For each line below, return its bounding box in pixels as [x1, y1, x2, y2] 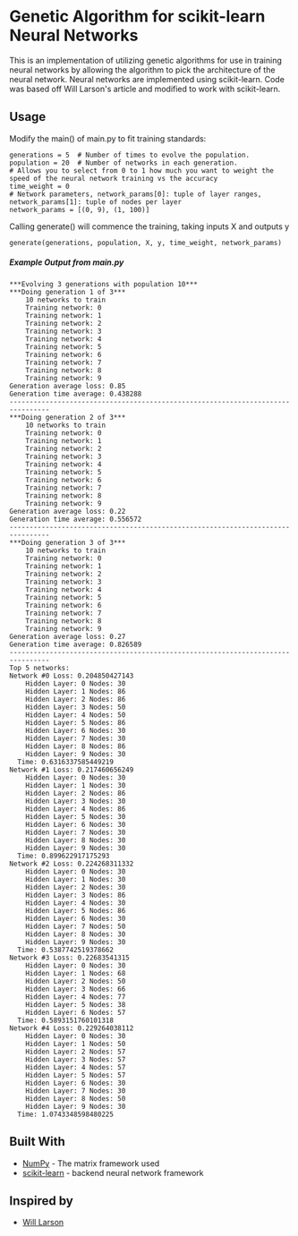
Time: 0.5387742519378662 [17, 945, 115, 954]
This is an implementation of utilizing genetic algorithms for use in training [9, 55, 282, 65]
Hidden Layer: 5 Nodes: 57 [25, 1070, 126, 1079]
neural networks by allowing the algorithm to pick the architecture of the [9, 64, 276, 75]
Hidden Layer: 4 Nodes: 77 [25, 992, 126, 1002]
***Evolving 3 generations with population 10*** [9, 279, 199, 288]
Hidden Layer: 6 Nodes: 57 [25, 1008, 126, 1017]
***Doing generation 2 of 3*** [9, 413, 126, 422]
